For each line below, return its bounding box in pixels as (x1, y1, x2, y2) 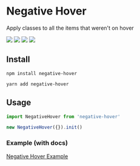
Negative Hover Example (6, 153, 68, 160)
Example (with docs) (6, 139, 68, 147)
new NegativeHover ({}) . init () (6, 124, 83, 131)
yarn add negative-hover (6, 81, 69, 87)
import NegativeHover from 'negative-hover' (6, 113, 121, 119)
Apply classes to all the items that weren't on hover (6, 24, 135, 32)
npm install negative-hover (6, 70, 78, 76)
